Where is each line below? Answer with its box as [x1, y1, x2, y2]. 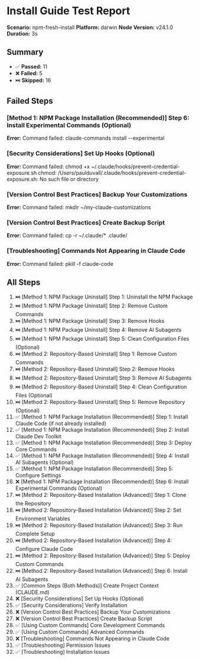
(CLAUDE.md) [15, 589, 50, 596]
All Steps [6, 277, 41, 288]
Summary [6, 47, 44, 57]
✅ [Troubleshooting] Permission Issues [15, 641, 111, 649]
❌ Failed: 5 [15, 69, 43, 76]
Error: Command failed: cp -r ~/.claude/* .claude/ [6, 232, 128, 239]
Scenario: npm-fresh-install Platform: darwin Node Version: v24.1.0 [6, 24, 174, 31]
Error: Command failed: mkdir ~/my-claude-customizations [6, 204, 151, 211]
